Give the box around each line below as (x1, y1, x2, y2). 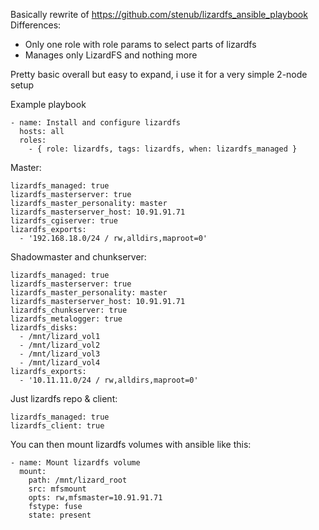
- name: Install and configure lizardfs (10, 118, 182, 128)
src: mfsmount (28, 484, 87, 494)
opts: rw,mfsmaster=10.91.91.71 (28, 493, 163, 503)
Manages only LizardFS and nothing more (24, 49, 198, 61)
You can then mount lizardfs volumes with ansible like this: (10, 439, 252, 450)
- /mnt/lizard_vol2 (19, 340, 101, 350)
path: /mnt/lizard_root (28, 475, 128, 485)
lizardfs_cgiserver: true (10, 216, 118, 226)
